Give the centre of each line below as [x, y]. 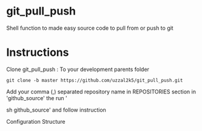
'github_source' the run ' [37, 98]
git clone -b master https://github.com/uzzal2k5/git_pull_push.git [95, 80]
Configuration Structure [36, 121]
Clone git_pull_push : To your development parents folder [78, 69]
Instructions [38, 52]
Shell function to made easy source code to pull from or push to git [90, 28]
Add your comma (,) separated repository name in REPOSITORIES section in [101, 92]
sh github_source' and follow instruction [56, 110]
